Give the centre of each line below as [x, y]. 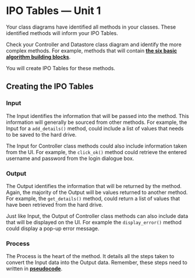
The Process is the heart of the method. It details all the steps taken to [90, 256]
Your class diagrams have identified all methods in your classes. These [91, 27]
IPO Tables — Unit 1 [54, 11]
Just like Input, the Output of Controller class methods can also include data [97, 216]
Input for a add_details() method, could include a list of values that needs [95, 128]
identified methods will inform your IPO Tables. [62, 33]
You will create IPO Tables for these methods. [61, 68]
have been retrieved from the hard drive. [55, 204]
